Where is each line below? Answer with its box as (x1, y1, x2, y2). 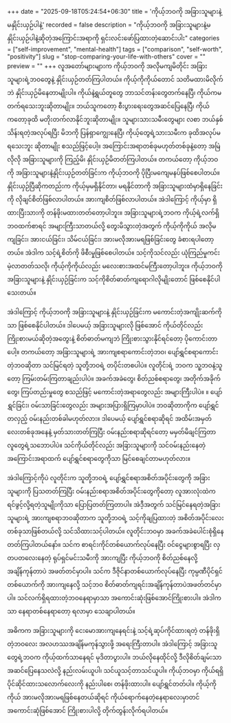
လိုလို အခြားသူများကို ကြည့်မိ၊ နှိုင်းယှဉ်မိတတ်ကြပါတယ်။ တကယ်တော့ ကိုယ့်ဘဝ (7, 155, 219, 163)
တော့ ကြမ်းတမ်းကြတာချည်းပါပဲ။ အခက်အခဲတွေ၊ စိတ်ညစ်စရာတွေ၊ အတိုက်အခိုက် (7, 374, 221, 382)
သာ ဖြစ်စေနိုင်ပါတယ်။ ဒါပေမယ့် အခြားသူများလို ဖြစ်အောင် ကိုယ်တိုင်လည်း (7, 321, 203, 329)
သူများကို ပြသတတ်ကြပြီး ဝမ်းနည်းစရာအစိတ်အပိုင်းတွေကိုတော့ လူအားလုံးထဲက (7, 487, 216, 495)
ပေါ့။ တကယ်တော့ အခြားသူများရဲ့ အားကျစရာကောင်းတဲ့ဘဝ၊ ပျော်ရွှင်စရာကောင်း (7, 348, 219, 356)
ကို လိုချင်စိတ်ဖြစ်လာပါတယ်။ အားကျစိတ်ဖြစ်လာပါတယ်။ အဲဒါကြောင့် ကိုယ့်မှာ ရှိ (7, 195, 217, 203)
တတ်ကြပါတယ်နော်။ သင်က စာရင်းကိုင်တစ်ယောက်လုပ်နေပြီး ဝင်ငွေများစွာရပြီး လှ (7, 541, 221, 548)
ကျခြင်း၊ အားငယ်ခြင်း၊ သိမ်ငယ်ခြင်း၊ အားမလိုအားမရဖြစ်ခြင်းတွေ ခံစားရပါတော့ (7, 235, 214, 243)
